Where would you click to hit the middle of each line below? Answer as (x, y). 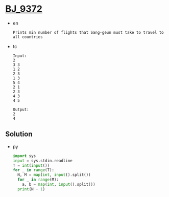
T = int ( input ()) (31, 165)
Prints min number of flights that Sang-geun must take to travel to (88, 32)
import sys (24, 156)
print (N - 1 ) (31, 189)
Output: (21, 110)
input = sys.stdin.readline (42, 161)
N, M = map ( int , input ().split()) (54, 175)
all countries (28, 37)
